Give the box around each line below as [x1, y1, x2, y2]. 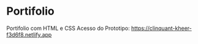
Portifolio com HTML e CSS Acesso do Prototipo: [6, 24, 130, 32]
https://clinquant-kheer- [131, 24, 192, 32]
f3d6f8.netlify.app [6, 31, 52, 38]
